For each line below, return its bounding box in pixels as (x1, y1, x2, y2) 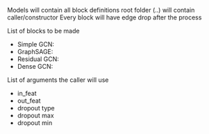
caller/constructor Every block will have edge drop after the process (7, 13, 202, 22)
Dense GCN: (17, 62, 53, 70)
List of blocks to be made (7, 27, 80, 35)
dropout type (17, 104, 56, 112)
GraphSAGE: (17, 48, 53, 56)
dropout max (17, 111, 54, 119)
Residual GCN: (17, 55, 59, 63)
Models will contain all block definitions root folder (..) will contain (7, 6, 195, 14)
